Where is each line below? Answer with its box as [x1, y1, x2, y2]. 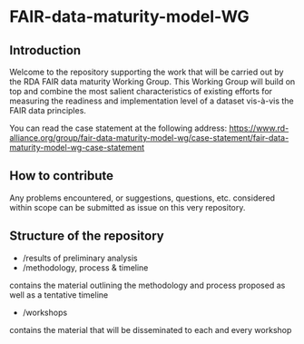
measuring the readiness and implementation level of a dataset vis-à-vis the [9, 95, 294, 106]
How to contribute [9, 168, 114, 183]
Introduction [9, 43, 82, 58]
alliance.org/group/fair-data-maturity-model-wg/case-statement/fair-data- [9, 133, 289, 143]
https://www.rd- [229, 123, 289, 133]
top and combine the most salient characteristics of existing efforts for [9, 86, 273, 96]
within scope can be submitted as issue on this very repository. [9, 201, 246, 212]
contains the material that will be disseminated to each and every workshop [9, 324, 292, 335]
